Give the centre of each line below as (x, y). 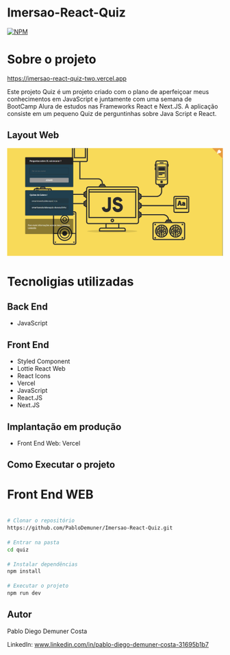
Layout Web (33, 135)
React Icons (34, 376)
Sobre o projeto (52, 59)
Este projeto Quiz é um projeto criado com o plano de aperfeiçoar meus (108, 91)
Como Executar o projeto (61, 465)
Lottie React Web (41, 369)
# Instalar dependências (42, 564)
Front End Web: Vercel (49, 444)
